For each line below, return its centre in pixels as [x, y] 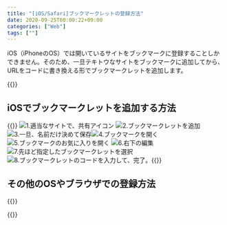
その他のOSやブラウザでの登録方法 [82, 184]
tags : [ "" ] [23, 33]
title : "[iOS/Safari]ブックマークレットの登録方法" [75, 13]
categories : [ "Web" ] [37, 26]
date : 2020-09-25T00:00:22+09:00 [55, 20]
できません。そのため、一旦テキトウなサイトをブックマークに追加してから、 [116, 62]
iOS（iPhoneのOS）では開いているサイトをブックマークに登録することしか [113, 53]
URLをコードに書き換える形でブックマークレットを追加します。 [97, 70]
